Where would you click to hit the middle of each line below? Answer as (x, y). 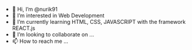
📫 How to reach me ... (40, 41)
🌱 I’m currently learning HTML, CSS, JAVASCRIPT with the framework (99, 22)
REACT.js (24, 28)
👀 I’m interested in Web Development (58, 15)
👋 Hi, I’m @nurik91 (35, 9)
